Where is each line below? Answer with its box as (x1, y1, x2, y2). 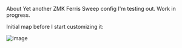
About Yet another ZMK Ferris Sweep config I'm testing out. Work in (6, 5, 176, 12)
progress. (6, 11, 30, 19)
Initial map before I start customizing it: (6, 23, 104, 30)
